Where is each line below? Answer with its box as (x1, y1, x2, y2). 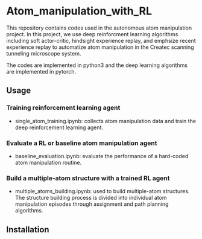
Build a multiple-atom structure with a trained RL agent (6, 174, 170, 182)
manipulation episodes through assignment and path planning (14, 200, 169, 208)
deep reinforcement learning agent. (14, 124, 104, 131)
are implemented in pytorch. (6, 68, 77, 75)
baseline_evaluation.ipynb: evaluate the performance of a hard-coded (14, 152, 189, 159)
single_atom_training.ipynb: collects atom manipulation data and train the (14, 117, 197, 124)
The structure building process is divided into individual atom (14, 194, 167, 202)
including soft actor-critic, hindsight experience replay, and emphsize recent (6, 37, 196, 44)
